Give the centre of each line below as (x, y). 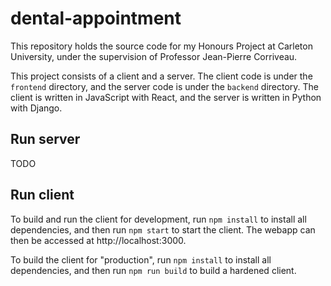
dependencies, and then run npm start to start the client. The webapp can (163, 229)
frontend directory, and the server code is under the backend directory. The (165, 86)
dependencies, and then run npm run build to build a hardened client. (153, 270)
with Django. (36, 108)
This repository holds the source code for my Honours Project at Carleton (161, 46)
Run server (45, 139)
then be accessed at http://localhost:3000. (98, 240)
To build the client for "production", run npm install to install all (141, 259)
